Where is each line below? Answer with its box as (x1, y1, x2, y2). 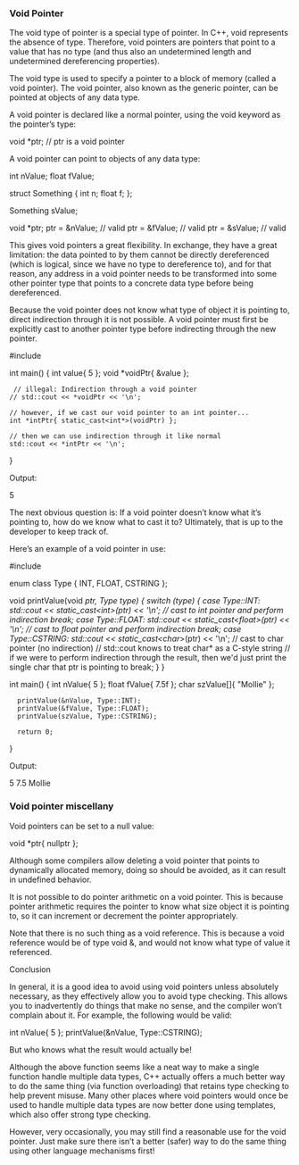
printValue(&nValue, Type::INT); (17, 696, 142, 705)
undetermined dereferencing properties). (9, 56, 161, 67)
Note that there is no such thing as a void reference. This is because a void (9, 928, 285, 938)
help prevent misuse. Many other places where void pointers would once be (9, 1090, 288, 1101)
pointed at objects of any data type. (9, 92, 141, 103)
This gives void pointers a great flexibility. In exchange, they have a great (9, 240, 278, 251)
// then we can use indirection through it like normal (9, 432, 221, 441)
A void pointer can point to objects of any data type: (9, 154, 201, 164)
